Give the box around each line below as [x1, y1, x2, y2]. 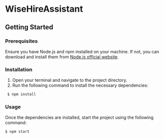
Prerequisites [5, 38, 38, 45]
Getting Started [5, 23, 54, 31]
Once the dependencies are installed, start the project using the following [5, 115, 154, 120]
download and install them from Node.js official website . [5, 54, 119, 60]
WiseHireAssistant [5, 3, 83, 15]
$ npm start [5, 129, 29, 134]
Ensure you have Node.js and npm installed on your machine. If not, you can [5, 48, 160, 54]
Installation [5, 66, 33, 73]
